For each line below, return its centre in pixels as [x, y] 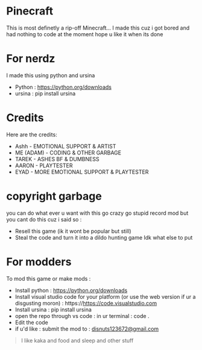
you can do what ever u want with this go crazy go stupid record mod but [97, 213]
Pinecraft [30, 11]
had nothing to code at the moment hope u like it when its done [85, 34]
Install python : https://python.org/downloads [71, 290]
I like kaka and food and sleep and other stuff [77, 340]
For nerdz [31, 59]
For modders [39, 262]
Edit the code [31, 322]
